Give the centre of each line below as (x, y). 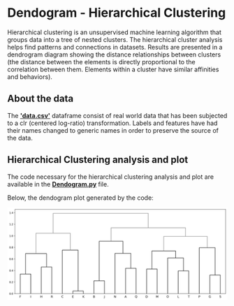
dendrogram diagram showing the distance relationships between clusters (114, 54)
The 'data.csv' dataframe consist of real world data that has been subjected (117, 115)
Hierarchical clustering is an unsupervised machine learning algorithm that (114, 32)
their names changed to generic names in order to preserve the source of (113, 130)
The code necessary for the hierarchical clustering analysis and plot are (111, 177)
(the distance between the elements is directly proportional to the (101, 61)
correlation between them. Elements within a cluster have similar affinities (113, 69)
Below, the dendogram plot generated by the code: (80, 198)
